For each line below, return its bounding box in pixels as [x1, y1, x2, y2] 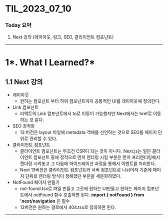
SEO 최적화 [12, 123, 35, 129]
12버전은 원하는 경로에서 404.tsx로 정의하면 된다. [19, 204, 116, 210]
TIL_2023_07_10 [5, 3, 71, 14]
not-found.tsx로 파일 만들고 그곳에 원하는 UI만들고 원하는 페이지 [19, 185, 146, 191]
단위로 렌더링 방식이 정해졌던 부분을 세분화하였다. [25, 173, 121, 179]
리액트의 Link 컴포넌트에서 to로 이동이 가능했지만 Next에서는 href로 [19, 110, 152, 116]
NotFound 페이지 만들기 [12, 179, 60, 185]
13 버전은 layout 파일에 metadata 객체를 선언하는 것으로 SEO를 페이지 [19, 129, 157, 135]
